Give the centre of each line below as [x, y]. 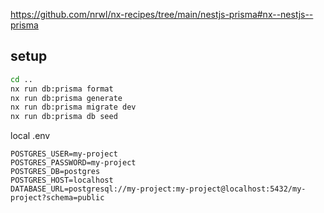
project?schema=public [57, 198]
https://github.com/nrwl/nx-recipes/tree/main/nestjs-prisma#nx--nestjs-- [162, 14]
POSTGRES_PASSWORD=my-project [73, 163]
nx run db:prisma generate [66, 98]
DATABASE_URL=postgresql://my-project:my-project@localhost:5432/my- [158, 189]
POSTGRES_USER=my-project [64, 154]
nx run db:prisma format [62, 89]
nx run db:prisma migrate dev [73, 107]
